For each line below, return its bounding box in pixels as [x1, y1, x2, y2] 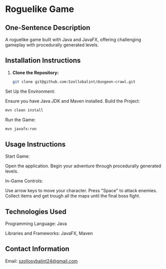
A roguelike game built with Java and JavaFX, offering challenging [5, 36, 141, 42]
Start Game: [5, 153, 30, 159]
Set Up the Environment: [5, 88, 56, 94]
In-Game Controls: [5, 178, 43, 184]
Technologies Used [5, 207, 66, 216]
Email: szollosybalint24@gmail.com [5, 258, 78, 264]
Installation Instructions [5, 56, 81, 65]
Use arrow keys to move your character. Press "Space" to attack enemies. [5, 188, 158, 194]
